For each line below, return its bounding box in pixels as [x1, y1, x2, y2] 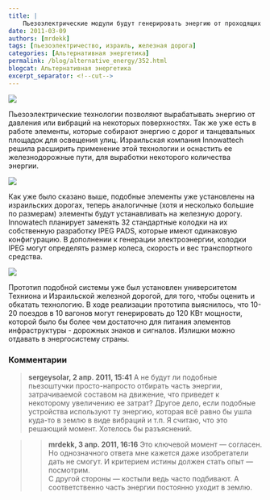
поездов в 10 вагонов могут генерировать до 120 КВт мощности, [19, 308, 243, 317]
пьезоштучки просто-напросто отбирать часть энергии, [27, 380, 223, 390]
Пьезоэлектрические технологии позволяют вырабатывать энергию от [8, 109, 255, 119]
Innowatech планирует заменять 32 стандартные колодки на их [8, 217, 228, 227]
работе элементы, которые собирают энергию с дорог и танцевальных [8, 126, 255, 136]
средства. [8, 251, 43, 261]
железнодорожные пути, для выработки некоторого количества [8, 152, 231, 162]
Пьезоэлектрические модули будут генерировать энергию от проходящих [23, 19, 262, 27]
